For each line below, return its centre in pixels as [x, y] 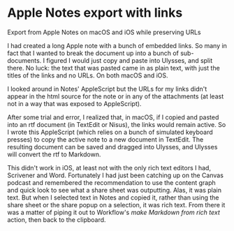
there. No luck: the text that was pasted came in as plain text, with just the [114, 68]
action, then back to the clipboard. [57, 219]
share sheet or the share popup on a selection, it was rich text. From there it [116, 204]
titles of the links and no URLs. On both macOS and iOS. [88, 75]
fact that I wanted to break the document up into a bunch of [93, 53]
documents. [24, 60]
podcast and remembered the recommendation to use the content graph [112, 182]
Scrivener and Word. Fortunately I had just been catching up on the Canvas [115, 175]
